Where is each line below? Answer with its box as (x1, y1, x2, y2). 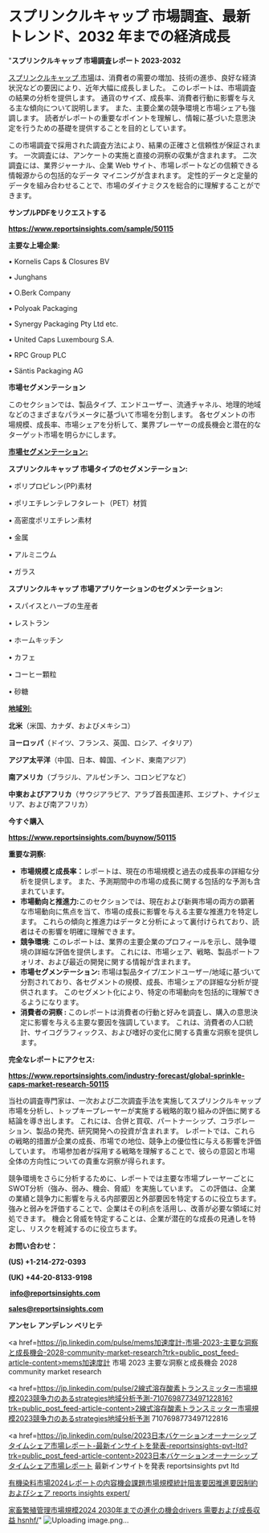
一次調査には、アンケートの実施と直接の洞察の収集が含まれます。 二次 (23, 150, 257, 160)
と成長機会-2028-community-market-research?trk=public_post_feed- (8, 1347, 239, 1357)
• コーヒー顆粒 (8, 669, 57, 679)
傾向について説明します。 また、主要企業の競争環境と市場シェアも (29, 102, 249, 113)
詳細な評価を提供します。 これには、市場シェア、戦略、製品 (34, 947, 232, 956)
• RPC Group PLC (8, 350, 67, 359)
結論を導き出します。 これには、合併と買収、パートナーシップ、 (8, 1116, 221, 1125)
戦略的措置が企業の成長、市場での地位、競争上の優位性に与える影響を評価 (14, 1136, 262, 1146)
